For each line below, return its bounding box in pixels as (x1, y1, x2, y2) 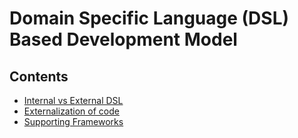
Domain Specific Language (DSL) (9, 7, 290, 30)
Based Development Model (9, 28, 238, 51)
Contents (9, 68, 69, 85)
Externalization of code (23, 105, 120, 117)
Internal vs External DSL (23, 95, 124, 106)
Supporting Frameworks (23, 116, 124, 127)
